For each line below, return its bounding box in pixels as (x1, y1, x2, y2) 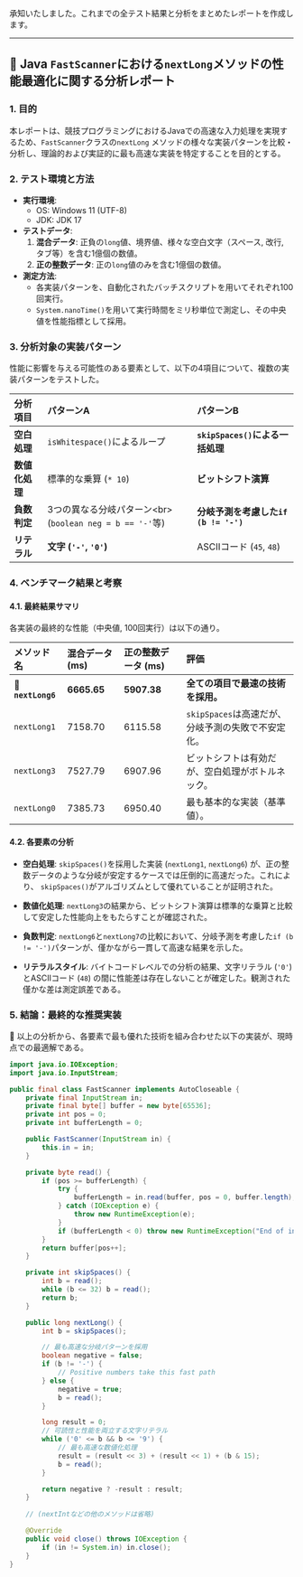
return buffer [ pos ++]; (41, 1244, 127, 1253)
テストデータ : (22, 225, 73, 236)
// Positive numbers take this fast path (57, 1368, 216, 1377)
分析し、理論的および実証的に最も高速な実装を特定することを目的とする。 (9, 147, 286, 158)
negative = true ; (57, 1385, 124, 1394)
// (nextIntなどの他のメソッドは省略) (25, 1510, 155, 1519)
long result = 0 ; (41, 1418, 106, 1427)
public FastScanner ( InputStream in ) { (25, 1135, 171, 1144)
